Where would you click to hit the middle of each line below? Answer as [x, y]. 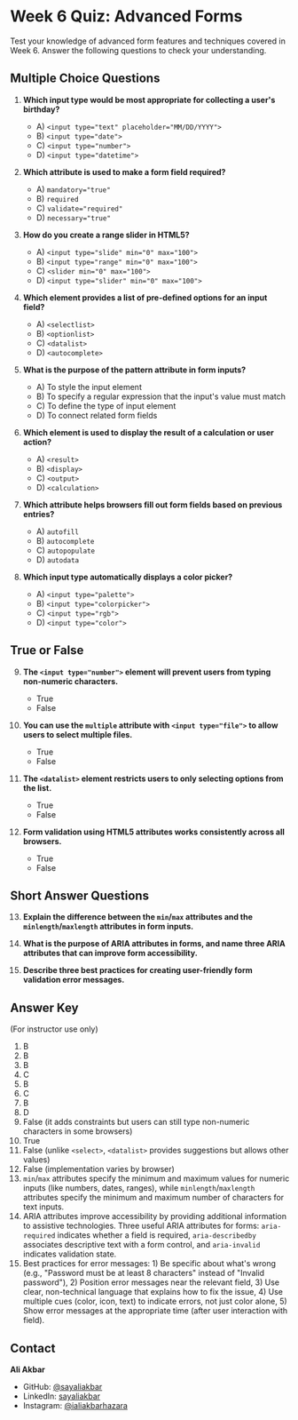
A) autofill [57, 531]
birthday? [41, 109]
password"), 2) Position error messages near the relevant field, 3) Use [151, 1282]
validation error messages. [74, 980]
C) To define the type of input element [106, 405]
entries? [39, 514]
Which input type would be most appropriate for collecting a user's [149, 100]
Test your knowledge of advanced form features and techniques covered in [148, 41]
